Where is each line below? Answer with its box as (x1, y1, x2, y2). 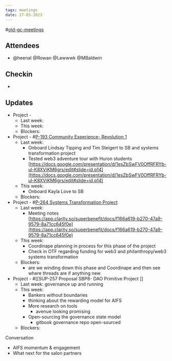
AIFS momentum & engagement (12, 345, 81, 351)
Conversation (5, 334, 34, 340)
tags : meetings (5, 7, 38, 13)
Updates (5, 98, 33, 107)
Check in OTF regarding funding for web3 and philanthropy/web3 (28, 248, 167, 254)
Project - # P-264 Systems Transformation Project (12, 199, 118, 205)
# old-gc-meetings (5, 26, 44, 32)
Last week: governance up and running (20, 281, 104, 287)
